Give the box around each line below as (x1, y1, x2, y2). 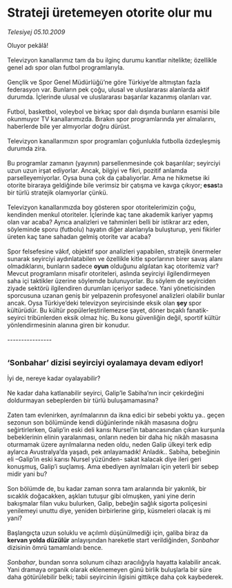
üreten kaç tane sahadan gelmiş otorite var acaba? (7, 232, 151, 240)
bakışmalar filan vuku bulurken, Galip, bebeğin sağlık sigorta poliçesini (7, 499, 208, 507)
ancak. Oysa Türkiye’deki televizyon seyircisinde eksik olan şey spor (7, 299, 202, 307)
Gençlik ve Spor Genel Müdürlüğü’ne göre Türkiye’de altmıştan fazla (7, 78, 201, 86)
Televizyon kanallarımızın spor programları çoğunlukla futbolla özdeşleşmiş (7, 136, 221, 145)
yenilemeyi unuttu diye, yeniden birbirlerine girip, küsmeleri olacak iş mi (7, 506, 211, 515)
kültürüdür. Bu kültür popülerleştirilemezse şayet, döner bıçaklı (7, 306, 186, 314)
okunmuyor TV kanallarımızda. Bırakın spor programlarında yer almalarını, (7, 114, 216, 123)
